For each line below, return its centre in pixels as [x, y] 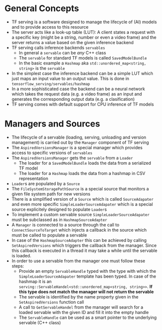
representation [33, 178]
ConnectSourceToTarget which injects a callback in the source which [79, 230]
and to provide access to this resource [50, 27]
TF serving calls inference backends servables [58, 47]
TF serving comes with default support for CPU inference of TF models [83, 104]
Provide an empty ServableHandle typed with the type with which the [87, 271]
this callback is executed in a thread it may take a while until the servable [84, 251]
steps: [18, 266]
